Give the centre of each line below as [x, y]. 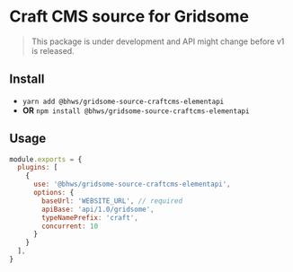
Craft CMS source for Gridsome [129, 17]
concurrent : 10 [70, 226]
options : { [53, 193]
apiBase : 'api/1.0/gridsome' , [98, 209]
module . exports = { [46, 159]
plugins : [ [38, 168]
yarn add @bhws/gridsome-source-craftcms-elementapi [123, 101]
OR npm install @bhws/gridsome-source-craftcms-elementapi [136, 110]
